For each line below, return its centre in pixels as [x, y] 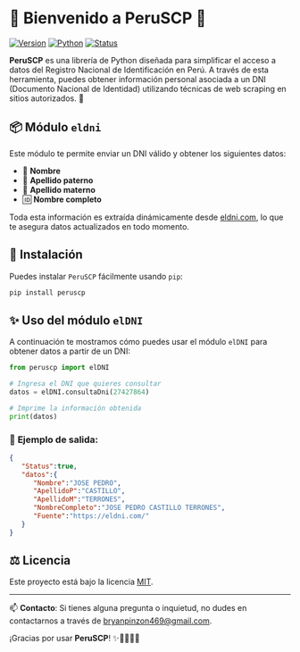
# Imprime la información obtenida [75, 408]
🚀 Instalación [46, 255]
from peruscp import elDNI [59, 368]
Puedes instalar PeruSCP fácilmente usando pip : [96, 276]
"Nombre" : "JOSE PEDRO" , [77, 483]
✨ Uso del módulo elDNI [76, 320]
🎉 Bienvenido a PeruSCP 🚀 [108, 18]
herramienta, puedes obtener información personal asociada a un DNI [137, 79]
